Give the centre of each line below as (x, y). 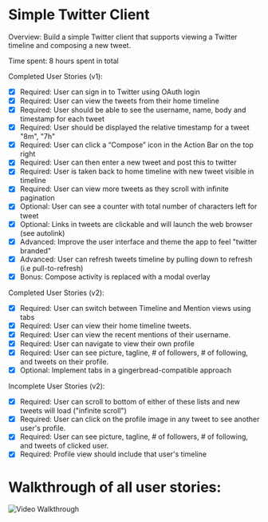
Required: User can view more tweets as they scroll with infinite (124, 189)
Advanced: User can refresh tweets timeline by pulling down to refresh (136, 259)
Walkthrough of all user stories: (115, 487)
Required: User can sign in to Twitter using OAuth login (110, 92)
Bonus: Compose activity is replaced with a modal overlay (115, 277)
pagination (37, 198)
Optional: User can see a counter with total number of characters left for (138, 206)
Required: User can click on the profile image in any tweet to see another (140, 419)
